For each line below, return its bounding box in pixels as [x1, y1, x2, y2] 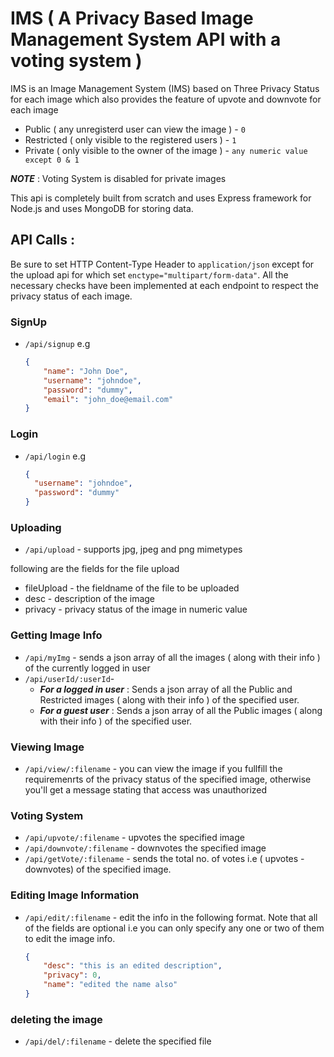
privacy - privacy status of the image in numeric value [24, 603, 248, 616]
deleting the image [10, 1012, 103, 1026]
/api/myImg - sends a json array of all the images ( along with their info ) [24, 651, 321, 663]
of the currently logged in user [24, 662, 151, 674]
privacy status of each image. [10, 290, 133, 302]
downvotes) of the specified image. [24, 863, 172, 876]
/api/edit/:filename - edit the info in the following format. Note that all [24, 911, 318, 923]
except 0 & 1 [24, 155, 80, 165]
